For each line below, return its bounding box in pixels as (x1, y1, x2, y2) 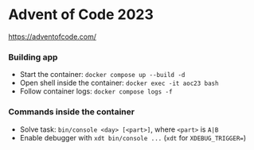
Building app (8, 52, 58, 63)
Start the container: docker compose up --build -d (19, 70, 186, 79)
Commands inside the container (8, 106, 135, 117)
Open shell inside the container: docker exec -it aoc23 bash (19, 78, 219, 88)
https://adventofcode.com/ (8, 32, 97, 41)
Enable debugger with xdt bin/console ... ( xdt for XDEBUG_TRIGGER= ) (19, 133, 247, 142)
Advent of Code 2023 (8, 6, 154, 24)
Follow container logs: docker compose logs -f (19, 87, 173, 96)
